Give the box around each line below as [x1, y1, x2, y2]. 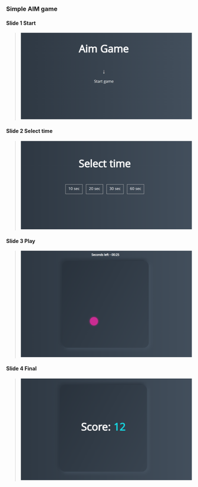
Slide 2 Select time [6, 128, 53, 135]
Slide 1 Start [6, 20, 37, 27]
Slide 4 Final [6, 365, 37, 372]
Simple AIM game [6, 5, 58, 13]
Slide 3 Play [6, 237, 35, 244]
